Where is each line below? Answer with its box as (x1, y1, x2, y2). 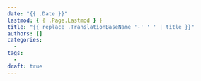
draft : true (7, 63, 42, 70)
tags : (7, 50, 23, 57)
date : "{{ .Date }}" (7, 10, 69, 18)
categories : (7, 37, 42, 44)
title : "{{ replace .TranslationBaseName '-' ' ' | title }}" (7, 23, 195, 30)
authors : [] (7, 30, 42, 37)
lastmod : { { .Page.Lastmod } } (7, 17, 103, 24)
